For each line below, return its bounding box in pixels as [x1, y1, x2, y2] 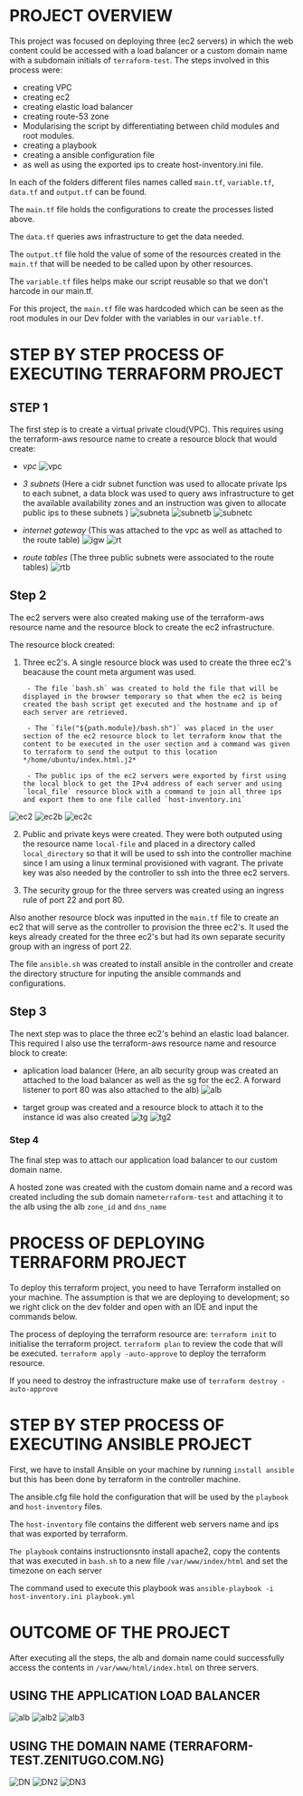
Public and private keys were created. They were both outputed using [22, 828, 283, 839]
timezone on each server [9, 1565, 102, 1576]
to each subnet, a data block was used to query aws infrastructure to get [22, 487, 295, 499]
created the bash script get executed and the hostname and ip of [22, 699, 279, 708]
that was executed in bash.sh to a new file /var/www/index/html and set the [9, 1555, 289, 1566]
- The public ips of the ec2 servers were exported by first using [26, 771, 287, 780]
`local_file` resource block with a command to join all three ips [22, 786, 282, 796]
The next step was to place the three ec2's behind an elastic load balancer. [9, 1028, 289, 1039]
